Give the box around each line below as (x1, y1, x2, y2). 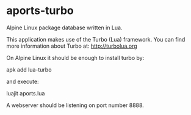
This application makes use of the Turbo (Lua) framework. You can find (6, 35, 186, 43)
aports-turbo (6, 4, 74, 18)
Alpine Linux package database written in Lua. (6, 24, 123, 31)
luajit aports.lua (6, 89, 45, 97)
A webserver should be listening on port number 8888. (6, 102, 145, 109)
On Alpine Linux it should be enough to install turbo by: (6, 54, 145, 61)
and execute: (6, 78, 39, 85)
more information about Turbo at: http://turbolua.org (6, 42, 137, 50)
